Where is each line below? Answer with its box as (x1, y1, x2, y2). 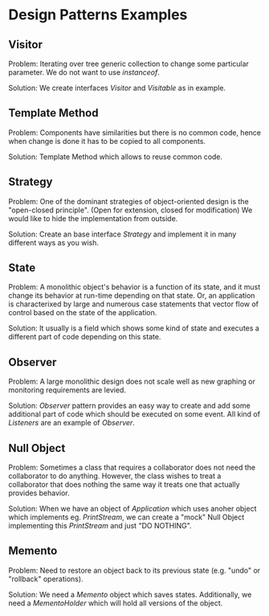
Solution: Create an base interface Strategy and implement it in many (8, 229, 237, 239)
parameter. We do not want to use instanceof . (8, 68, 161, 77)
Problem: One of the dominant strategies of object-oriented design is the (8, 196, 249, 206)
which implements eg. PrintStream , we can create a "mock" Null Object (8, 512, 245, 522)
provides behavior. (8, 488, 70, 498)
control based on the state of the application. (8, 308, 157, 318)
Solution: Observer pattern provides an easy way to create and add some (8, 400, 251, 411)
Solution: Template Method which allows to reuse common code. (8, 151, 223, 162)
